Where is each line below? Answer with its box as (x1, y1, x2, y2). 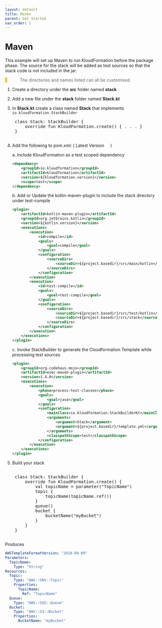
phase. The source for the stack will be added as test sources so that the (5, 63, 150, 68)
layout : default (5, 7, 38, 12)
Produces (5, 541, 24, 548)
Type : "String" (14, 564, 44, 569)
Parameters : (5, 555, 29, 560)
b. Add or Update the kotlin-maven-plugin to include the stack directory (12, 192, 155, 199)
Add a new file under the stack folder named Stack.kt (12, 96, 120, 102)
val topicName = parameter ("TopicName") (35, 484, 132, 489)
